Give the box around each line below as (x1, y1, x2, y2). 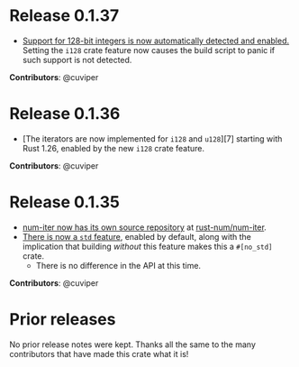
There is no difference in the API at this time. (35, 260, 201, 271)
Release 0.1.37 (9, 5, 120, 26)
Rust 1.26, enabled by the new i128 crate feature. (22, 142, 205, 153)
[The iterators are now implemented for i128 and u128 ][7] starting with (22, 133, 283, 144)
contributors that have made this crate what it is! (9, 348, 189, 359)
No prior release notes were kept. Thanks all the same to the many (9, 339, 257, 350)
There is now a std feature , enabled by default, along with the (22, 231, 252, 242)
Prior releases (9, 309, 116, 329)
